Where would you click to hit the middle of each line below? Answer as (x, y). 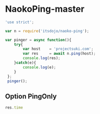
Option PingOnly (31, 96)
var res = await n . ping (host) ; (59, 54)
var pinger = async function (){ (38, 40)
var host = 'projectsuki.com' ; (58, 49)
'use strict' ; (20, 22)
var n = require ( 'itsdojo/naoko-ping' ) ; (47, 31)
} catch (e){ (25, 63)
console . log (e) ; (39, 67)
